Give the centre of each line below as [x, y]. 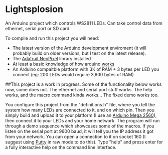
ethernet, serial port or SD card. [38, 28]
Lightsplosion [34, 9]
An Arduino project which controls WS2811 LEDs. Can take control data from [84, 23]
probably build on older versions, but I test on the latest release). [79, 53]
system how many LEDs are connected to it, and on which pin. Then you [80, 110]
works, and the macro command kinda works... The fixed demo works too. [82, 95]
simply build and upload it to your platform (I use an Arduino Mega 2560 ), [81, 115]
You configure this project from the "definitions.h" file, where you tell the [80, 104]
